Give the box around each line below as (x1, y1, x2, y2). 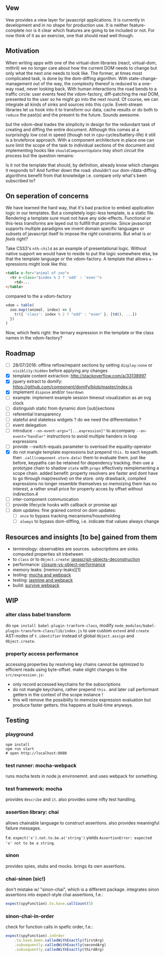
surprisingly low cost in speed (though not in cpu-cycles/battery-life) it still (5, 132, 156, 138)
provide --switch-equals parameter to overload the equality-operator (12, 443, 152, 449)
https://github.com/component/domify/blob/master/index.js (12, 384, 133, 390)
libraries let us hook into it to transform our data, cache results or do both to (5, 106, 158, 112)
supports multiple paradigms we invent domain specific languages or (5, 225, 144, 232)
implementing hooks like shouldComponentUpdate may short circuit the (5, 147, 144, 153)
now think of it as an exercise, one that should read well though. (5, 32, 134, 38)
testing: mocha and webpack (12, 572, 71, 578)
